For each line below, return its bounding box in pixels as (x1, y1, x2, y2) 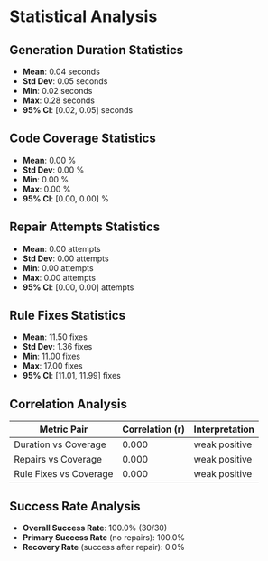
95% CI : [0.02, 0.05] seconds (22, 105, 134, 115)
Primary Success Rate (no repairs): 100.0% (22, 532, 186, 543)
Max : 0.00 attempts (22, 272, 97, 283)
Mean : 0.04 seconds (22, 66, 101, 77)
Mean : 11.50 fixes (22, 332, 88, 342)
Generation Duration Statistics (9, 42, 183, 58)
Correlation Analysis (9, 396, 128, 412)
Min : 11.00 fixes (22, 351, 81, 362)
